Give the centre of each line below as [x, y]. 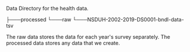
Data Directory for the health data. [48, 8]
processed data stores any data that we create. [63, 43]
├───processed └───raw [39, 19]
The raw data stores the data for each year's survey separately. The [88, 37]
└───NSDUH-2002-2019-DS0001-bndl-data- [128, 19]
